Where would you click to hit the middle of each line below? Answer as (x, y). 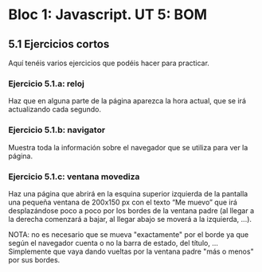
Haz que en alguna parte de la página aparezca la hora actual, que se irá (127, 101)
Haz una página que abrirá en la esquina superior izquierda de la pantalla (128, 193)
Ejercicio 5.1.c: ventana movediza (74, 177)
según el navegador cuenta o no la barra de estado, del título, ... (113, 243)
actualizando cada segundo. (55, 110)
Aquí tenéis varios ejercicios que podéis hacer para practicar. (109, 63)
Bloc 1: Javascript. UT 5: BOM (108, 15)
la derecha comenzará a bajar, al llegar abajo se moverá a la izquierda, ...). (130, 219)
